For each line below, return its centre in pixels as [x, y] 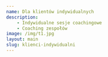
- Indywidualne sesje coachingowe [59, 23]
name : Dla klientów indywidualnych [50, 12]
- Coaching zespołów [42, 28]
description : [22, 17]
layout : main [22, 39]
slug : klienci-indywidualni [41, 45]
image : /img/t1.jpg [30, 34]
